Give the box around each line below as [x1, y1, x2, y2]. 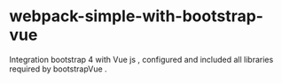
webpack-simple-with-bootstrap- [9, 6, 264, 26]
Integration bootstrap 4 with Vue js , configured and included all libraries [9, 54, 274, 64]
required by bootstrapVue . [9, 64, 108, 74]
